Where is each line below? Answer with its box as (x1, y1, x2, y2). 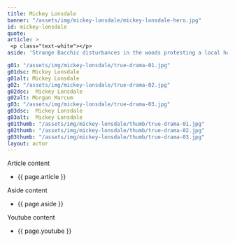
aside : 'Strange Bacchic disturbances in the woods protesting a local (7, 50, 220, 57)
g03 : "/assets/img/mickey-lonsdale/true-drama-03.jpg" (7, 101, 171, 108)
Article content (7, 159, 50, 168)
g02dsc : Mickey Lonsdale (7, 88, 83, 95)
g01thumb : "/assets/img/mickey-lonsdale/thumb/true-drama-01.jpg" (7, 120, 205, 127)
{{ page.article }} (17, 173, 66, 181)
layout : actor (7, 140, 49, 147)
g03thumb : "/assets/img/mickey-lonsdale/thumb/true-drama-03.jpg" (7, 134, 205, 141)
